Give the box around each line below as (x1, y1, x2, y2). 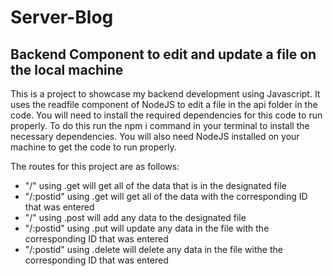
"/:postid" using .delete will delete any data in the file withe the (24, 244, 283, 255)
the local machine (10, 61, 124, 78)
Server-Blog (10, 6, 114, 29)
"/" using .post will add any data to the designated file (24, 212, 247, 223)
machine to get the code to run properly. (10, 141, 177, 153)
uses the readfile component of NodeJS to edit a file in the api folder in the (10, 99, 318, 110)
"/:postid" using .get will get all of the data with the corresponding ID (24, 191, 308, 202)
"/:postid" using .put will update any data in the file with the (24, 222, 270, 234)
